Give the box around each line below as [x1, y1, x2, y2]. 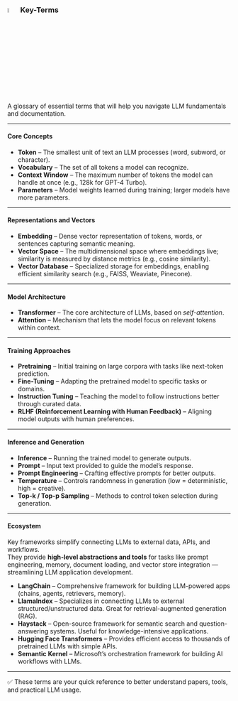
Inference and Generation [7, 438, 85, 446]
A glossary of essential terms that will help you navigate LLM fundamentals [7, 102, 227, 110]
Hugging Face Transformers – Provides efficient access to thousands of [17, 634, 230, 643]
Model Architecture [7, 293, 66, 301]
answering [17, 626, 49, 635]
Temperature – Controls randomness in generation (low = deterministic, [17, 476, 228, 484]
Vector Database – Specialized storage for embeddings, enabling [17, 261, 210, 271]
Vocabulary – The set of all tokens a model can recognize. [17, 163, 189, 171]
